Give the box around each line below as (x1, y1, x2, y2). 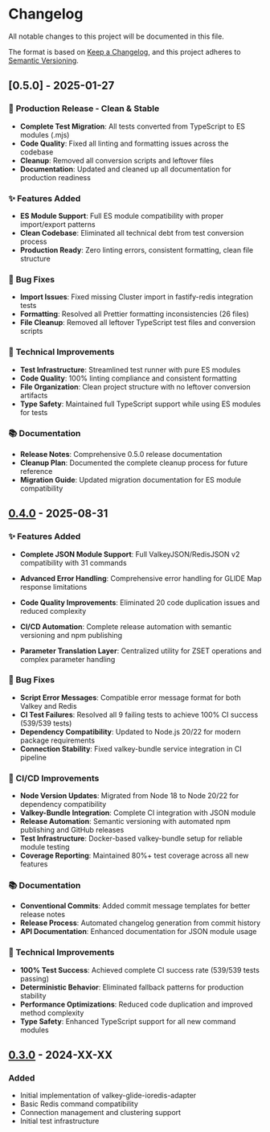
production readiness (19, 172, 91, 182)
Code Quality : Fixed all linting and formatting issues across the (19, 138, 229, 148)
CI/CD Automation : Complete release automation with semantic (19, 621, 232, 632)
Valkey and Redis (19, 701, 78, 710)
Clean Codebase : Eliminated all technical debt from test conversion (19, 228, 244, 237)
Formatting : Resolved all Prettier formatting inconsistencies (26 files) (19, 309, 249, 319)
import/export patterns (19, 219, 96, 229)
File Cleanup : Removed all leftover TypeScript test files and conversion (19, 318, 256, 327)
